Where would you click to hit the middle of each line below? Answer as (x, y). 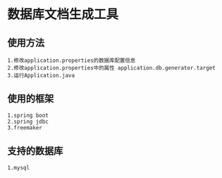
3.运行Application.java (41, 75)
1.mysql (19, 167)
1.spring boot (28, 115)
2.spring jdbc (28, 121)
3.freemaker (25, 127)
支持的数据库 (35, 151)
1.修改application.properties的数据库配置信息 (72, 61)
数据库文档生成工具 (63, 14)
